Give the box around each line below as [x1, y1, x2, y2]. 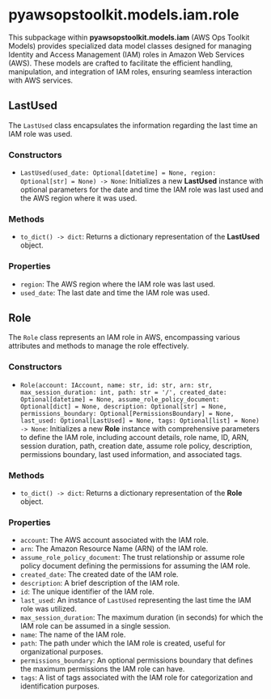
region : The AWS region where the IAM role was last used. [19, 279, 216, 289]
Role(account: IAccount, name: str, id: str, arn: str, [19, 381, 213, 389]
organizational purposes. [19, 647, 104, 657]
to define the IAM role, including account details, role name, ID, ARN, [19, 432, 249, 442]
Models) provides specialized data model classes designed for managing [8, 40, 252, 50]
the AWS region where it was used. [19, 193, 138, 203]
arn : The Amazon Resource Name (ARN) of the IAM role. [19, 544, 209, 553]
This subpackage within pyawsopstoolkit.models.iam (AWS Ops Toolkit [8, 32, 250, 42]
